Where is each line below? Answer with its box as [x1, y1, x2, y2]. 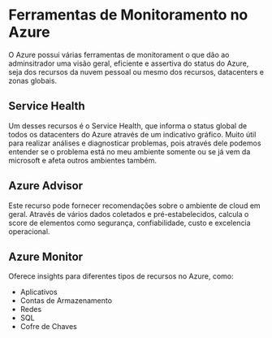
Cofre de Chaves [19, 322, 77, 331]
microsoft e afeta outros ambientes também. [8, 155, 157, 165]
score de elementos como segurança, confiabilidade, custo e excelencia [8, 218, 251, 227]
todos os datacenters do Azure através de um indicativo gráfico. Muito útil [8, 129, 257, 139]
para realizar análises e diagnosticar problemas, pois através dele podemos [8, 138, 261, 148]
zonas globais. [8, 76, 58, 85]
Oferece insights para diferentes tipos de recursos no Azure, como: [8, 271, 234, 281]
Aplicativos [19, 287, 58, 297]
